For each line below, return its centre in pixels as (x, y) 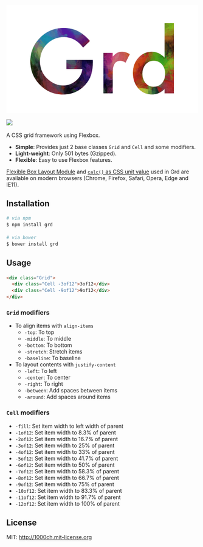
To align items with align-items (54, 326)
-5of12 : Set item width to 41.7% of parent (67, 458)
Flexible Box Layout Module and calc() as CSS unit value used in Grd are (98, 172)
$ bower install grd (33, 244)
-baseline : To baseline (52, 358)
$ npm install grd (29, 225)
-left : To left (40, 371)
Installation (28, 204)
